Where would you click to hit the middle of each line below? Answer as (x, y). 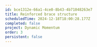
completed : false (23, 23)
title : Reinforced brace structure (41, 14)
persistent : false (24, 37)
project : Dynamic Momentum (32, 28)
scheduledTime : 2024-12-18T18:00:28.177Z (48, 19)
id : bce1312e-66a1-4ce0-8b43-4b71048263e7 (49, 10)
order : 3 (14, 32)
